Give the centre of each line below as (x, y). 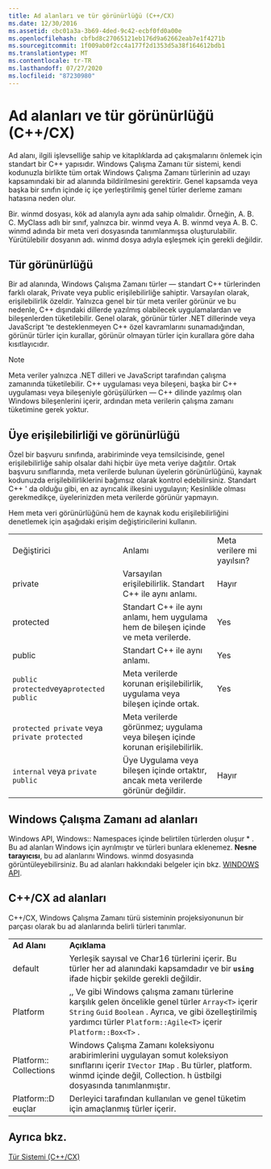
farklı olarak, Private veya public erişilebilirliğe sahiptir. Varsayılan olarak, (129, 293)
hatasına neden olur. (42, 198)
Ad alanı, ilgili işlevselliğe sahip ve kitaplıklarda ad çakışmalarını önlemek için (135, 155)
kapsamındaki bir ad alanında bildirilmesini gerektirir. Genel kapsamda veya (133, 181)
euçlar (24, 1108)
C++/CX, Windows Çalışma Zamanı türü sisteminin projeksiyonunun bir (126, 917)
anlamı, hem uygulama (165, 617)
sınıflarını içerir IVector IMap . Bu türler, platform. (161, 1065)
